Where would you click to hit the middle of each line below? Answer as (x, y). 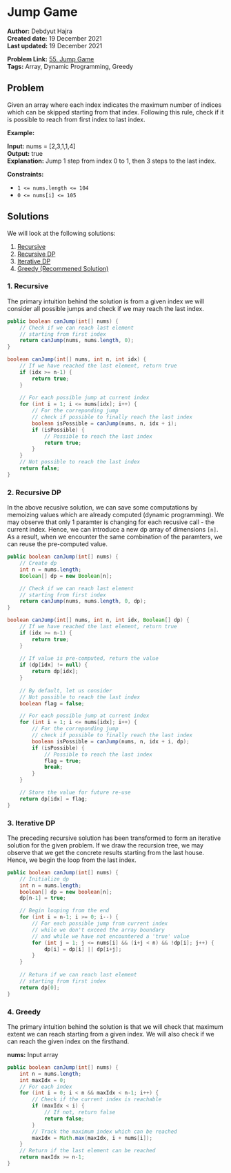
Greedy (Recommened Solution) (63, 268)
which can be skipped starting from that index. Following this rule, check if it (115, 112)
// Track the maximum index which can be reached (104, 1132)
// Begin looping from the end (64, 911)
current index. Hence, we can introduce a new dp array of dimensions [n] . (113, 530)
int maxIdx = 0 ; (43, 1080)
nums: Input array (33, 1054)
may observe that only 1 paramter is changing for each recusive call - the (111, 522)
